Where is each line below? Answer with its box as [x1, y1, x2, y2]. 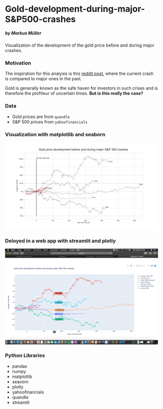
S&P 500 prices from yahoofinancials [12, 119, 88, 124]
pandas [12, 363, 28, 369]
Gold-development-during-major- [5, 3, 145, 15]
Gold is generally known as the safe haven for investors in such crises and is [5, 85, 158, 91]
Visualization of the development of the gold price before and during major [5, 42, 154, 48]
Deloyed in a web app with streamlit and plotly [5, 237, 116, 244]
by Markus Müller [5, 30, 42, 36]
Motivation [5, 60, 32, 67]
